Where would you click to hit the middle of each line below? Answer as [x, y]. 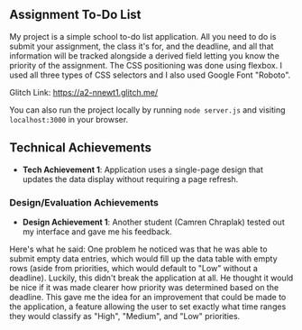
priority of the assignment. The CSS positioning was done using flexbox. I [146, 65]
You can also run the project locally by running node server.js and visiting [147, 110]
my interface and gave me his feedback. [97, 231]
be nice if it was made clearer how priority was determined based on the [144, 287]
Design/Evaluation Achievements [84, 202]
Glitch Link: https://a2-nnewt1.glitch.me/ [84, 92]
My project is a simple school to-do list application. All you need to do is [143, 36]
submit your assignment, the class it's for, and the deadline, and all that [142, 46]
